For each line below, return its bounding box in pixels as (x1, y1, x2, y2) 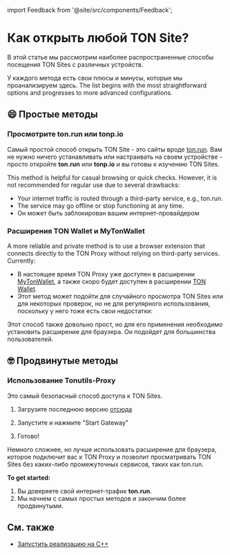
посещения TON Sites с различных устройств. (7, 60, 144, 69)
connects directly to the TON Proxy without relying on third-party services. (7, 249, 220, 257)
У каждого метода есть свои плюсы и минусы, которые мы (7, 73, 183, 82)
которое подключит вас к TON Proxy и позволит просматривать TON (7, 452, 211, 461)
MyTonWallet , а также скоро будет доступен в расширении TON (17, 277, 206, 285)
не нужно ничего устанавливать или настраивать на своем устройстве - (7, 152, 223, 161)
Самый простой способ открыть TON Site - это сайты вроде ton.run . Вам (7, 145, 222, 153)
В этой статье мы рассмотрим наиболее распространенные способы (7, 53, 214, 61)
